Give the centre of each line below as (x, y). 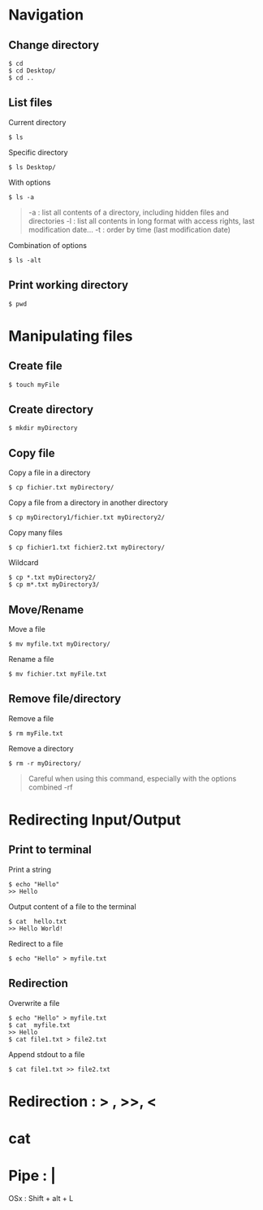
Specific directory (38, 152)
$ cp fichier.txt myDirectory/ (61, 488)
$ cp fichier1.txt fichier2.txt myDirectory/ (86, 548)
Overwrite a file (34, 1003)
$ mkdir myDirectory (43, 429)
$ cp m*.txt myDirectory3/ (54, 585)
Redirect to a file (36, 943)
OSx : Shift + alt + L (41, 1198)
